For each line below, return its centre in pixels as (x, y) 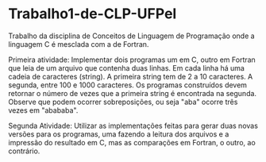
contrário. (24, 151)
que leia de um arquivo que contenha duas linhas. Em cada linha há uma (126, 67)
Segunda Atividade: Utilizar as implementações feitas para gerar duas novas (133, 125)
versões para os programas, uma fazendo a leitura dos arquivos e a (119, 134)
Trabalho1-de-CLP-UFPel (93, 14)
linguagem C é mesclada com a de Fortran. (79, 44)
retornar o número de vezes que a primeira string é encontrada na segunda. (132, 93)
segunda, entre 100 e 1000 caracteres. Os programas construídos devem (128, 85)
